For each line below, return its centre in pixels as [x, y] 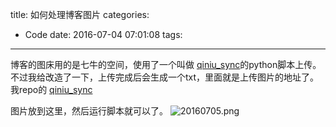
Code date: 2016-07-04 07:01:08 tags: [103, 34]
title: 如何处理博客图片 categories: [80, 14]
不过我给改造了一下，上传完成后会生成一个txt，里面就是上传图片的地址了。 [165, 77]
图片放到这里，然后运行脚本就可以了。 [89, 111]
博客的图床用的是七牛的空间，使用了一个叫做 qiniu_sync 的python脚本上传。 [166, 64]
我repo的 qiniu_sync [51, 89]
